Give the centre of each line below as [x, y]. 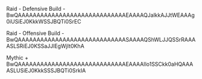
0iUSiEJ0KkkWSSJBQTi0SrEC [44, 21]
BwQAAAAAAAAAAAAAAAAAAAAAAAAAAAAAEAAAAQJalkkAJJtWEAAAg [100, 15]
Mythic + [17, 58]
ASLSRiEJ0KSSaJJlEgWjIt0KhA [45, 46]
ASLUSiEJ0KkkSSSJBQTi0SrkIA [46, 71]
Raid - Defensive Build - [36, 9]
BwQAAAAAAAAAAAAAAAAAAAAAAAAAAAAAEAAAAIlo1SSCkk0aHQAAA [100, 64]
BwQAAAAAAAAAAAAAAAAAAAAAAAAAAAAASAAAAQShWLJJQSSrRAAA [101, 39]
